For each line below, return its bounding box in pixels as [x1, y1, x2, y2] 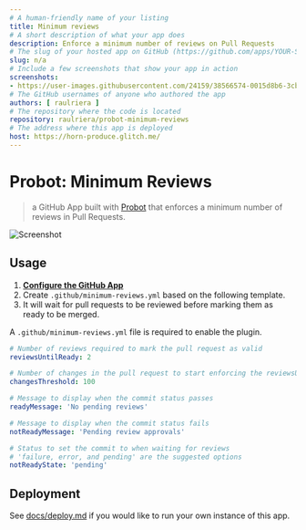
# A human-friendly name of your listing [9, 13, 169, 23]
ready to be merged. [22, 308, 100, 319]
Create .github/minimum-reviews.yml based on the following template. [22, 289, 286, 300]
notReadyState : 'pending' [9, 461, 107, 470]
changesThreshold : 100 [9, 378, 96, 387]
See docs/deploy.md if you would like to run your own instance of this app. [9, 510, 291, 521]
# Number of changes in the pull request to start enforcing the [9, 369, 262, 379]
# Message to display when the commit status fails [9, 419, 209, 428]
